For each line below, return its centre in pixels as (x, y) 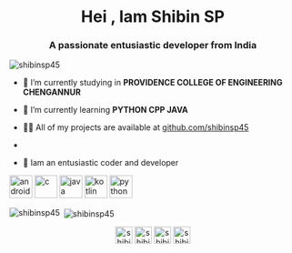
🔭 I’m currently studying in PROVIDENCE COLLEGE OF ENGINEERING (152, 83)
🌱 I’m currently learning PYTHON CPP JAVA (105, 110)
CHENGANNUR (52, 92)
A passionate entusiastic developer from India (153, 46)
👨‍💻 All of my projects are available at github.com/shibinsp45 (136, 127)
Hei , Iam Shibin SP (153, 17)
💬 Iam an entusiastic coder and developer (101, 163)
